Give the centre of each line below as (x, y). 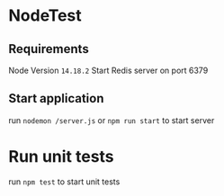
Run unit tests (61, 156)
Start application (56, 98)
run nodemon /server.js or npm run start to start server (112, 120)
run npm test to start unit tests (64, 182)
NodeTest (45, 16)
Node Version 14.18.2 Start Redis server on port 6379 (108, 70)
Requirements (49, 49)
